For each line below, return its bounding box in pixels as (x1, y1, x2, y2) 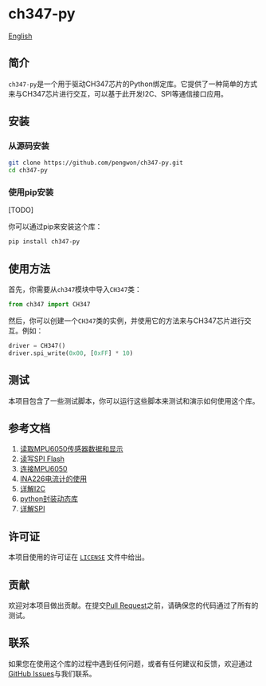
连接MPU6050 (19, 464, 68, 474)
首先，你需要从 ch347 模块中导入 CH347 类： (8, 285, 142, 294)
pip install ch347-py (8, 238, 80, 246)
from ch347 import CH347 (8, 301, 91, 309)
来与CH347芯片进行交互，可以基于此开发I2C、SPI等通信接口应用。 (8, 89, 229, 98)
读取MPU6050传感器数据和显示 (19, 444, 123, 454)
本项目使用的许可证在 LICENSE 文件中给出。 (8, 552, 149, 562)
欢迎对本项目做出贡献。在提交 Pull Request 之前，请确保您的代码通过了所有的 (8, 601, 259, 610)
